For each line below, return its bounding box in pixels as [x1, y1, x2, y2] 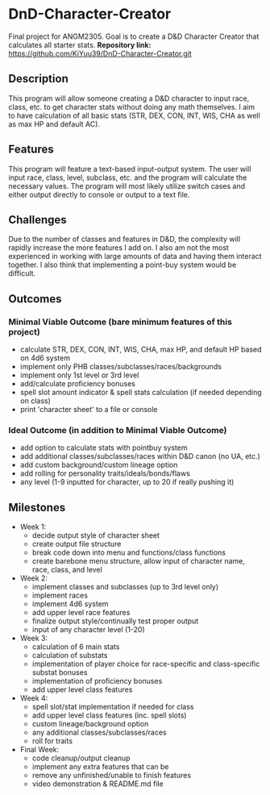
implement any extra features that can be [31, 762, 169, 772]
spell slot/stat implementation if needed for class [31, 702, 194, 712]
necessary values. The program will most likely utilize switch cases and [8, 181, 246, 190]
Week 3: [19, 634, 48, 643]
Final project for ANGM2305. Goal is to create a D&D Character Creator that [8, 31, 260, 41]
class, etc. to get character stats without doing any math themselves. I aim [8, 102, 255, 111]
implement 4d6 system [31, 599, 109, 609]
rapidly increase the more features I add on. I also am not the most [8, 243, 230, 252]
